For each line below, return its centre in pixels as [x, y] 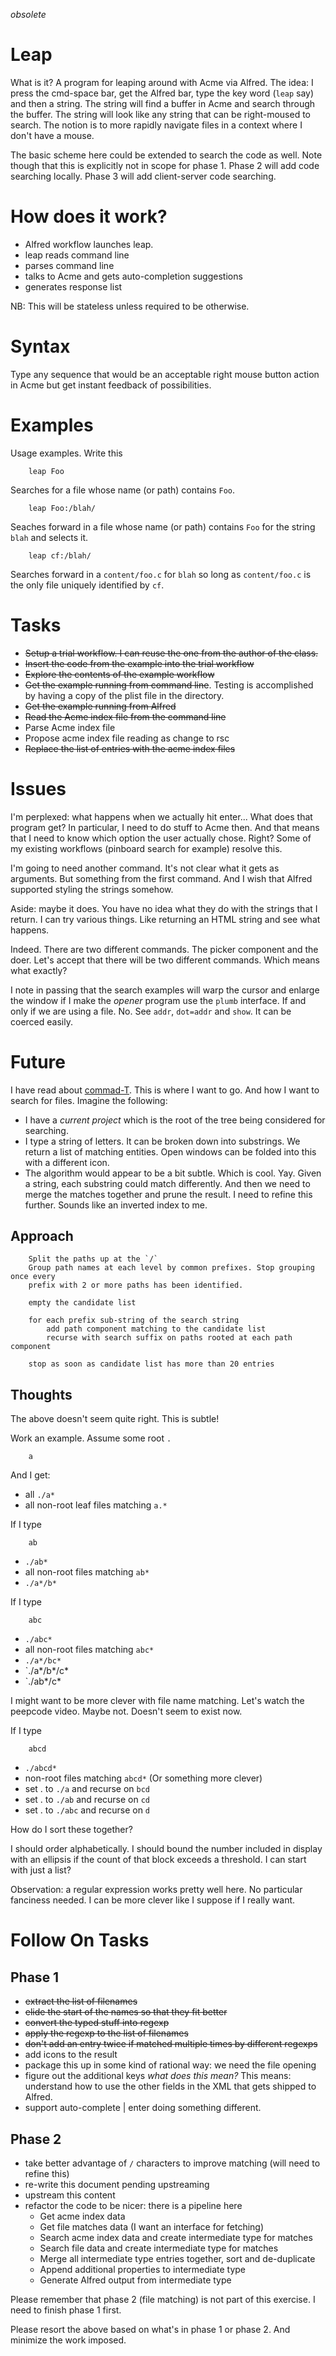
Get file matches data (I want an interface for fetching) [152, 2227]
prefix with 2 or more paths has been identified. [136, 1285]
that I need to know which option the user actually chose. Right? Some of [161, 838]
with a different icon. [67, 1162]
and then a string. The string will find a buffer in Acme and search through [163, 103]
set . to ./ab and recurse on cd [87, 1800]
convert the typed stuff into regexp [97, 2023]
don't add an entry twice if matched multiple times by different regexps [171, 2044]
